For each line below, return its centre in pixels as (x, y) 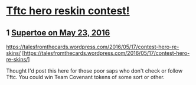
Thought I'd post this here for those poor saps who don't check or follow (94, 71)
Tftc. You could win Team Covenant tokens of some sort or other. (86, 77)
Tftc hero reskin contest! (68, 11)
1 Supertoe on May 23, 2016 (58, 33)
